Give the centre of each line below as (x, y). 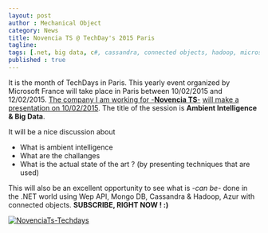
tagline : (23, 45)
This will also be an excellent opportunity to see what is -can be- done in (128, 188)
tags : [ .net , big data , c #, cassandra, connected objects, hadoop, (123, 52)
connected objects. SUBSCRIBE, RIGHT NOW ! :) (89, 204)
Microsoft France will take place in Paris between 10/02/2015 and (116, 91)
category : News (33, 30)
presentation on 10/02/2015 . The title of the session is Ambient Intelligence (133, 107)
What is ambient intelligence (66, 147)
